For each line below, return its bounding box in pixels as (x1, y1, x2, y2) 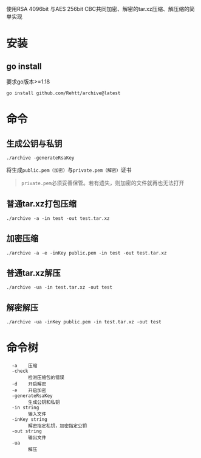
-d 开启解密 (12, 381, 47, 387)
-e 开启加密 (12, 387, 47, 394)
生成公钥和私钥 (28, 400, 60, 406)
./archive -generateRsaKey (6, 155, 75, 161)
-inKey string (12, 417, 47, 423)
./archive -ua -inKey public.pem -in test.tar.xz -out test (6, 319, 162, 325)
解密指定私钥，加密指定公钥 (28, 423, 87, 429)
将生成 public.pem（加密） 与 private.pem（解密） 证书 (6, 166, 132, 174)
